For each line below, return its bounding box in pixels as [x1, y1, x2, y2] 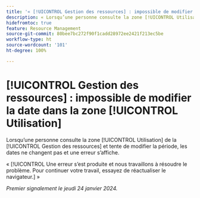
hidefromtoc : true [6, 20, 52, 26]
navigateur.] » [6, 173, 40, 180]
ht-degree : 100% [6, 48, 46, 54]
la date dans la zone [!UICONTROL [6, 104, 179, 117]
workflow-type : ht [6, 36, 52, 42]
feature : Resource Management [6, 25, 82, 32]
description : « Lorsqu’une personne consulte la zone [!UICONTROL [6, 14, 174, 20]
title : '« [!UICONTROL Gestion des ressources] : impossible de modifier [6, 8, 193, 15]
